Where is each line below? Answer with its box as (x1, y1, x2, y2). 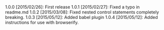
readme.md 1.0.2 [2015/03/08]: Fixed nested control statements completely (5, 9, 160, 15)
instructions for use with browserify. (5, 19, 79, 25)
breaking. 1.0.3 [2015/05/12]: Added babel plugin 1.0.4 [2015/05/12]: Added (5, 15, 158, 20)
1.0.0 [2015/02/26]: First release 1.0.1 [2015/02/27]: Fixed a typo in (5, 4, 140, 10)
